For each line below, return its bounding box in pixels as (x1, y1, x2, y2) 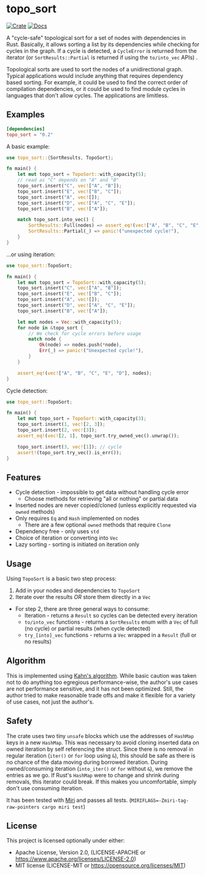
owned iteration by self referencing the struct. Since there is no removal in (6, 745, 194, 753)
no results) (24, 638, 52, 645)
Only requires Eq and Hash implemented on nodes (15, 515, 140, 522)
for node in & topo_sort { (17, 324, 84, 331)
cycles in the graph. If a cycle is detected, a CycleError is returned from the (6, 47, 197, 54)
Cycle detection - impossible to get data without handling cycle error (15, 489, 189, 496)
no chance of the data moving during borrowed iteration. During (6, 758, 168, 766)
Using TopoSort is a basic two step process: (6, 575, 116, 582)
